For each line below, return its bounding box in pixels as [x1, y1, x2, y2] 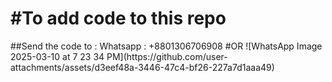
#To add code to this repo [10, 7, 227, 30]
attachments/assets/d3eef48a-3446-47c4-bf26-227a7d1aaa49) [10, 61, 275, 73]
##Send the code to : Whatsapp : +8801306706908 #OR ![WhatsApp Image [10, 40, 323, 52]
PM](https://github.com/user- [106, 50, 228, 62]
